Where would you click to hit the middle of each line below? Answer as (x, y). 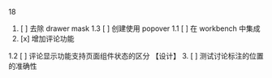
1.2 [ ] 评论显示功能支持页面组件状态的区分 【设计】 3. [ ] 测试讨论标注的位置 (136, 56)
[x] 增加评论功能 (47, 39)
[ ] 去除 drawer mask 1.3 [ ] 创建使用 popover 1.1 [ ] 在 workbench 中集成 (140, 28)
